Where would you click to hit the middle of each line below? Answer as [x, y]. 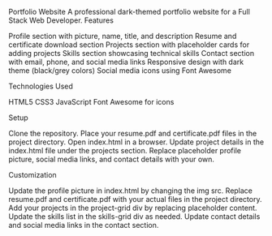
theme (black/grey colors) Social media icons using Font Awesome [120, 71]
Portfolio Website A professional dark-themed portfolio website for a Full [129, 12]
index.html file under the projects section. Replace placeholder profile [125, 150]
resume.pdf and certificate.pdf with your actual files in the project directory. [135, 199]
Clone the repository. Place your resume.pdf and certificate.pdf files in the [133, 133]
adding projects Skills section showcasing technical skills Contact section [131, 53]
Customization [32, 175]
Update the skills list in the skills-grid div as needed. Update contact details [134, 217]
